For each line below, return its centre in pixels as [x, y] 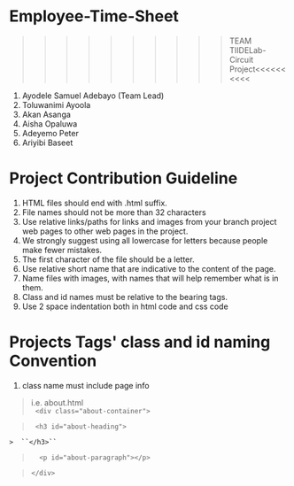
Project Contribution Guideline [124, 178]
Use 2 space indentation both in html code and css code [125, 306]
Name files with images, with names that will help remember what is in [150, 278]
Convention [53, 361]
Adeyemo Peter [50, 133]
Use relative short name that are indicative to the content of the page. [149, 268]
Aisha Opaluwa [50, 123]
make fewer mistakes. [62, 250]
